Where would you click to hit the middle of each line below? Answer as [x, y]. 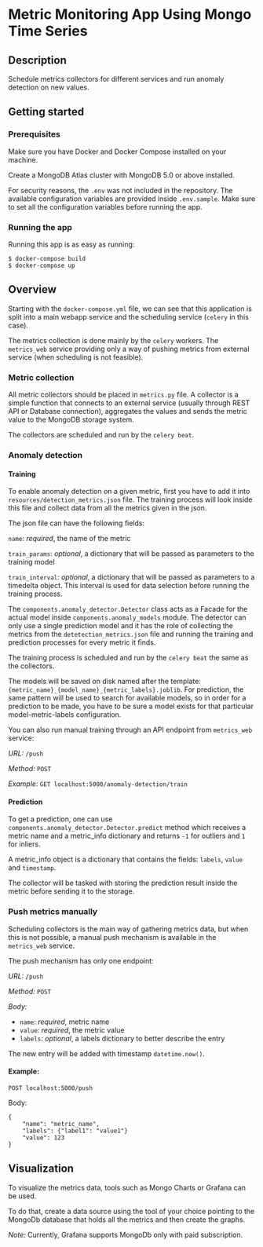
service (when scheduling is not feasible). [76, 357]
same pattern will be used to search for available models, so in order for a [127, 698]
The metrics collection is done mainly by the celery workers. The [113, 340]
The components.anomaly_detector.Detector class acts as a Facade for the [128, 609]
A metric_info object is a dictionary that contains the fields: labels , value [126, 859]
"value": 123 [44, 1137]
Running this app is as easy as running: [71, 244]
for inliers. [24, 844]
